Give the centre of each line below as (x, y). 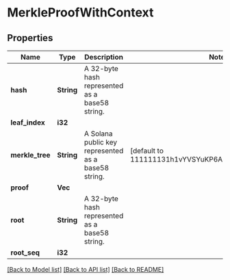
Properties (30, 38)
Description (104, 57)
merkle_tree (30, 155)
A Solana (99, 133)
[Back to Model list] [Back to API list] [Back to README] (86, 269)
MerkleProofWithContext (80, 13)
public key (101, 142)
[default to (147, 151)
